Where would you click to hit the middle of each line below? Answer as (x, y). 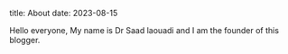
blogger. (25, 40)
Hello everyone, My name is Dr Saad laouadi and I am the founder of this (144, 30)
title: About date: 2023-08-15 (64, 13)
